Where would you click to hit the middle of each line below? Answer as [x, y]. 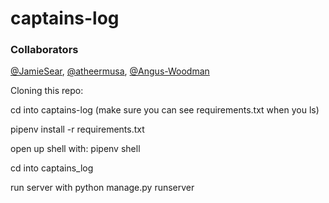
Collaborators [44, 50]
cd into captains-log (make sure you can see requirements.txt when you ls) [165, 110]
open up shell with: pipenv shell [75, 149]
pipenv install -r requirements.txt [77, 129]
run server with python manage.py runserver [102, 188]
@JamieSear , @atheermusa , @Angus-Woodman [110, 71]
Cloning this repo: [47, 91]
